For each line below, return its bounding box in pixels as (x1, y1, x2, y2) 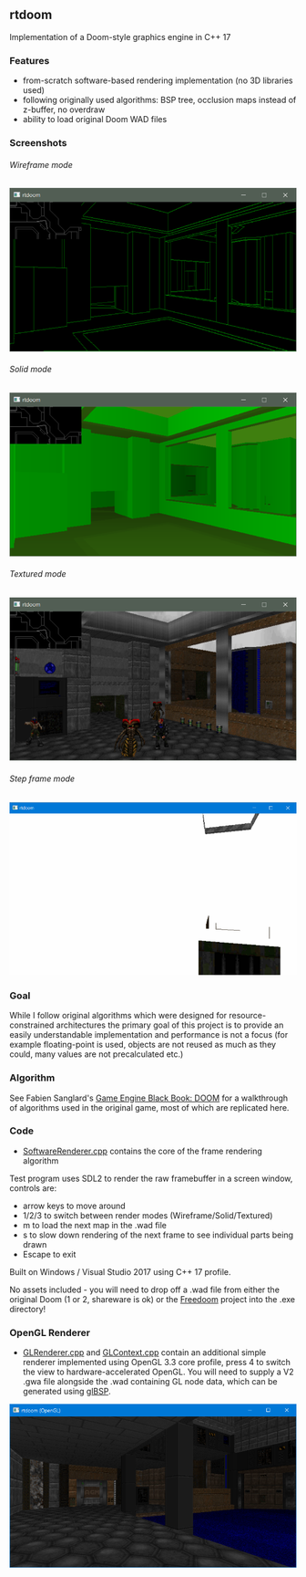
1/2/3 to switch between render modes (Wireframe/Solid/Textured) (22, 1209, 273, 1221)
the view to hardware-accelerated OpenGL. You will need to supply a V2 (22, 1366, 294, 1377)
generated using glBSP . (22, 1386, 111, 1397)
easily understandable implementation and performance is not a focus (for (9, 1029, 289, 1040)
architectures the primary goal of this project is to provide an (56, 1019, 284, 1030)
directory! (9, 1303, 46, 1314)
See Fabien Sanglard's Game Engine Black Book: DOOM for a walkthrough (9, 1092, 289, 1103)
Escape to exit (22, 1248, 76, 1259)
